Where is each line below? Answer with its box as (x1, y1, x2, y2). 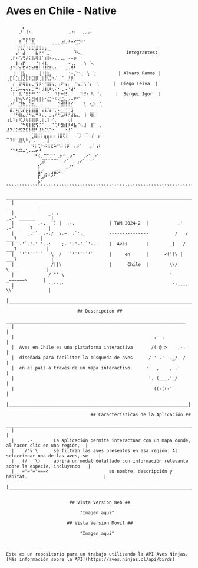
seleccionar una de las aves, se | (6, 453, 101, 459)
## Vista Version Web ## (69, 499, 131, 505)
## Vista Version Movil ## (67, 520, 133, 526)
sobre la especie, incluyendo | (6, 463, 91, 469)
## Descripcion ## (77, 308, 123, 314)
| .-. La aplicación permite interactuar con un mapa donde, (11, 437, 192, 443)
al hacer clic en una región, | (6, 442, 88, 449)
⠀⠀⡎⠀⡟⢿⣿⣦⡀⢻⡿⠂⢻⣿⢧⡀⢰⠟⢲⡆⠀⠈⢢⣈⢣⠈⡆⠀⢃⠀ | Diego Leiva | (6, 80, 158, 86)
